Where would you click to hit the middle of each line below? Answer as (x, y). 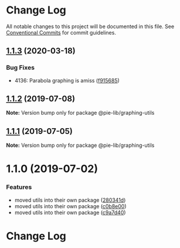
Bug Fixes (21, 68)
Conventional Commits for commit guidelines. (61, 32)
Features (19, 187)
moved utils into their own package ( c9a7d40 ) (70, 212)
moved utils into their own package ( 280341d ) (70, 200)
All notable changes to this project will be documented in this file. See (90, 26)
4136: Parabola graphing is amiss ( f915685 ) (67, 80)
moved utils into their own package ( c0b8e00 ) (71, 206)
